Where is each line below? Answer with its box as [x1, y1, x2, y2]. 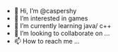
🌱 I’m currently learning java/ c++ [13, 22, 112, 30]
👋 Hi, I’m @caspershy [13, 7, 77, 15]
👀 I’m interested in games [13, 14, 88, 22]
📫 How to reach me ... [13, 37, 80, 45]
